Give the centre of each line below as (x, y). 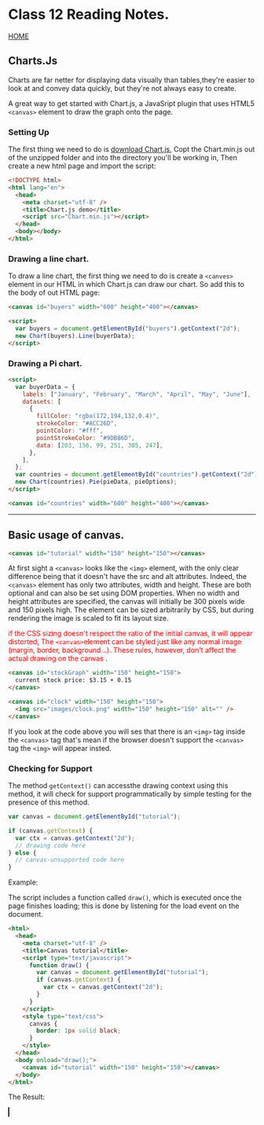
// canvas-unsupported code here (70, 860)
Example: (23, 882)
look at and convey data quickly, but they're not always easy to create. (123, 88)
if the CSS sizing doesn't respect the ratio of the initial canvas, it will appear (130, 633)
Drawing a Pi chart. (45, 363)
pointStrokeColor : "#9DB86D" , (86, 438)
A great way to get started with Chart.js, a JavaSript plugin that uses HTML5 (132, 103)
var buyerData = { (46, 387)
